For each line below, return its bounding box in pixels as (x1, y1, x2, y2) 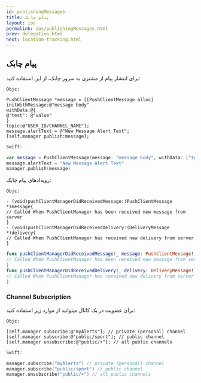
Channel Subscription (6, 293, 71, 301)
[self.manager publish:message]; (6, 133, 90, 139)
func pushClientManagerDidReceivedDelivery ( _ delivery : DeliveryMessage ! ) (6, 268, 197, 273)
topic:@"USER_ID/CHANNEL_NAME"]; (6, 123, 90, 129)
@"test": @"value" (6, 112, 52, 118)
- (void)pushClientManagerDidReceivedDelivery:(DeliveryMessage (6, 225, 170, 231)
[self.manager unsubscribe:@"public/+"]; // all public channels (6, 339, 172, 345)
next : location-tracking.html (6, 37, 82, 42)
